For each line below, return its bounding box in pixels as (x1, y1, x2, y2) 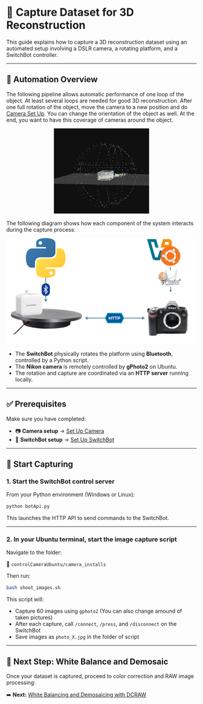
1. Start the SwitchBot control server (6, 477, 115, 485)
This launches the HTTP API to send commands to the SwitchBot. (6, 515, 169, 522)
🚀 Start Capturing (6, 459, 74, 469)
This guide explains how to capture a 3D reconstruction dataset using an (6, 38, 187, 45)
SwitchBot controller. (6, 51, 59, 58)
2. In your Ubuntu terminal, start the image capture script (6, 535, 177, 544)
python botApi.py (6, 504, 50, 510)
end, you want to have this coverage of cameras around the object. (6, 116, 173, 123)
